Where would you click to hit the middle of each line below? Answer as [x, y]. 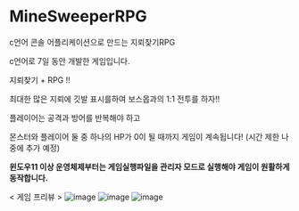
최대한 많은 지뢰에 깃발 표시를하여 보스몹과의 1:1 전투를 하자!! [115, 99]
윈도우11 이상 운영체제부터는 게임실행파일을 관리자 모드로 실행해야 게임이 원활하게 [149, 166]
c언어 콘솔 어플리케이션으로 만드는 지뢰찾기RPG [92, 42]
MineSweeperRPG [78, 16]
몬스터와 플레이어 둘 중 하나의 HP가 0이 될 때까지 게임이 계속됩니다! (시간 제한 [144, 136]
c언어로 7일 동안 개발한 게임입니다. [70, 61]
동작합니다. [29, 178]
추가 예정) [43, 148]
